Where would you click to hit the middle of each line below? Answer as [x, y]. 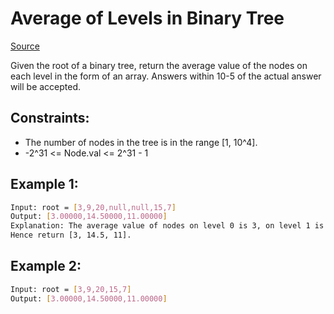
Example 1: [44, 184]
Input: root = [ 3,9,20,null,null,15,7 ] [93, 207]
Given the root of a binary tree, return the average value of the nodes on [159, 65]
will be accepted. [46, 86]
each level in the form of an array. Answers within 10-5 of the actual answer [166, 76]
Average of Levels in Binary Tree [147, 18]
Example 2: [46, 266]
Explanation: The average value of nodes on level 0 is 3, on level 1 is [167, 226]
